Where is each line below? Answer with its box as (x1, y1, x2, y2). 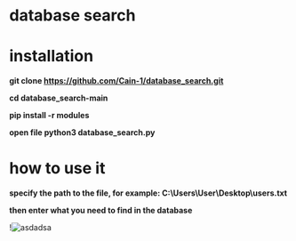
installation (9, 46, 94, 67)
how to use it (9, 158, 106, 179)
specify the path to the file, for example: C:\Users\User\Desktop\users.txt (9, 188, 287, 198)
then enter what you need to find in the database (9, 205, 193, 216)
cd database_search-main (9, 92, 108, 103)
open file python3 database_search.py (9, 127, 156, 138)
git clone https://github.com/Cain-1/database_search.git (9, 76, 224, 86)
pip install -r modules (9, 110, 90, 121)
